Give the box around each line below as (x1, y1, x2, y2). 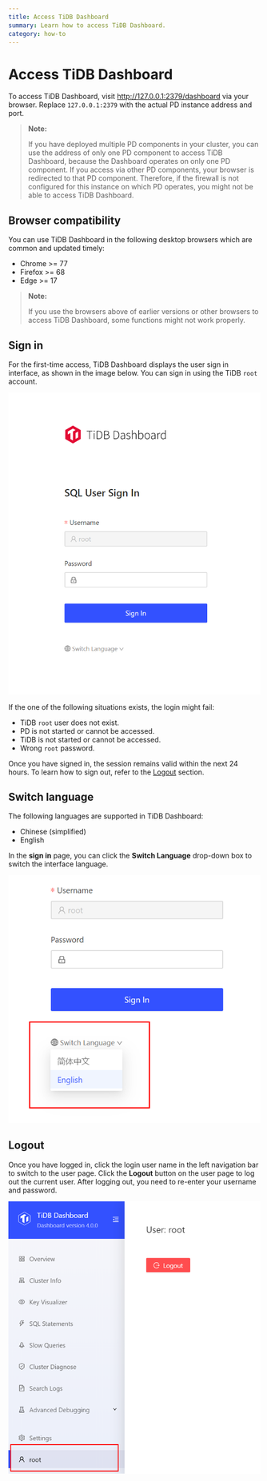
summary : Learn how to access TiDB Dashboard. (8, 21, 166, 30)
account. (8, 376, 38, 386)
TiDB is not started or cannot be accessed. (19, 735, 161, 744)
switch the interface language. (8, 859, 109, 869)
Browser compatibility (8, 213, 122, 227)
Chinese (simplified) (19, 827, 86, 837)
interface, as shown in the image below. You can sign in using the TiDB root (8, 368, 258, 377)
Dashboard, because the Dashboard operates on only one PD (27, 157, 231, 166)
